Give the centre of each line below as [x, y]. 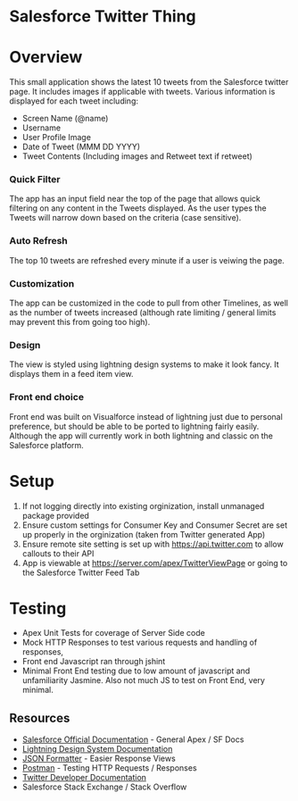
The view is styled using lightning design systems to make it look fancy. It [144, 364]
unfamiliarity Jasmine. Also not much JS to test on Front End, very [144, 680]
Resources [40, 718]
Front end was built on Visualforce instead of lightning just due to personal [146, 416]
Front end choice [47, 397]
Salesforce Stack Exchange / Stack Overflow [104, 787]
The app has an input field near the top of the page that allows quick [135, 199]
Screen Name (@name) [65, 119]
